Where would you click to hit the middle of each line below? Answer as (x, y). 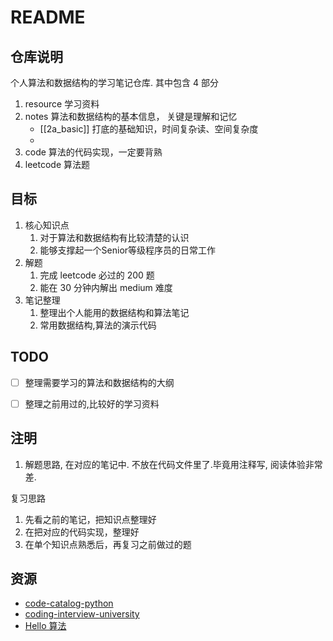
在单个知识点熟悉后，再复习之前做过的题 (108, 544)
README (48, 17)
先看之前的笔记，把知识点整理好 (90, 519)
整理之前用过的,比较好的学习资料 (92, 403)
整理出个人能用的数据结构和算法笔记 (114, 312)
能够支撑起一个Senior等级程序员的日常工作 (128, 250)
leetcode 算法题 (57, 164)
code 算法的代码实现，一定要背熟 (93, 152)
